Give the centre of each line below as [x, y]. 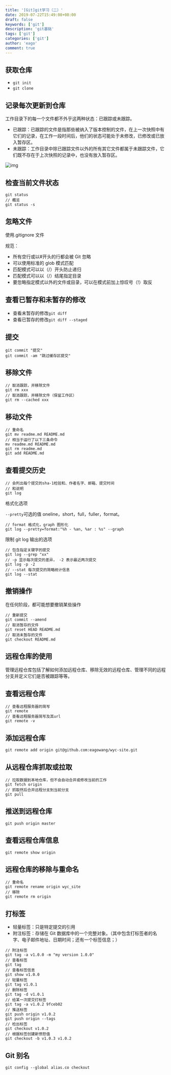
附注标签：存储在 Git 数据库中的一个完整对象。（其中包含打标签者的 [83, 933]
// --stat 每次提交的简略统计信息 [38, 570]
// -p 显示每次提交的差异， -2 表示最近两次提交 [51, 560]
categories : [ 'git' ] [27, 39]
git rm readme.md [24, 449]
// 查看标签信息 [20, 970]
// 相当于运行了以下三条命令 [32, 440]
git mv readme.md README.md [35, 434]
